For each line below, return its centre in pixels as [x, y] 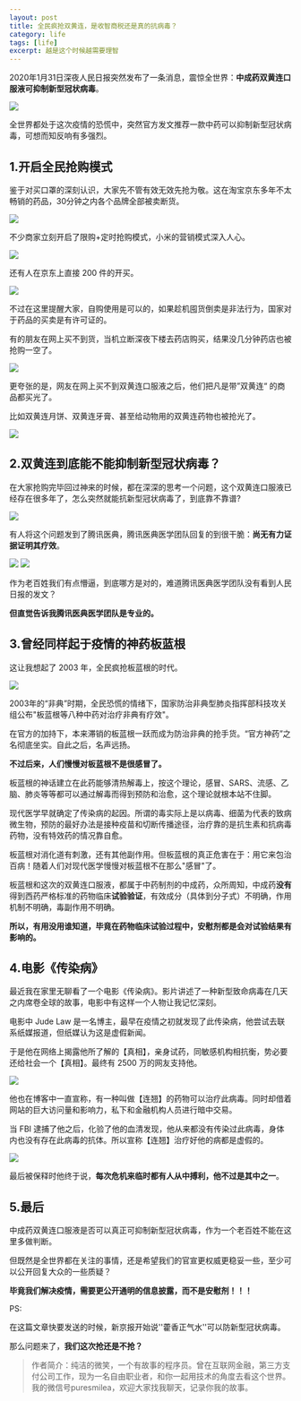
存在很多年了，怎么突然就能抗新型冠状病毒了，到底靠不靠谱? [129, 498]
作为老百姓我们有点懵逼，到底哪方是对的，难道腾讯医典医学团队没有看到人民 [150, 582]
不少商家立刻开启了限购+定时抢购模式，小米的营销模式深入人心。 [130, 236]
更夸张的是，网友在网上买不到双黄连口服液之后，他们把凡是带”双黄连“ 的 [143, 385]
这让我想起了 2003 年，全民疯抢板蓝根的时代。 [96, 667]
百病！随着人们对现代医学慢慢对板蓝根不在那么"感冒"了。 [115, 865]
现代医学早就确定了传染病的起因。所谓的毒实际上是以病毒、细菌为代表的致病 [150, 812]
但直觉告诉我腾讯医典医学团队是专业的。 [84, 613]
